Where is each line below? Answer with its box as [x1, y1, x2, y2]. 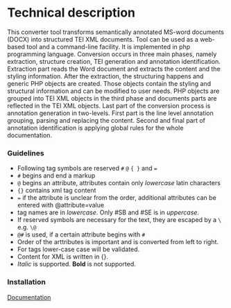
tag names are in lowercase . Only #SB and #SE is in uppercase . [17, 208, 200, 216]
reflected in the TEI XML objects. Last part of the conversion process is [7, 101, 211, 110]
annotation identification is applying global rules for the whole [7, 123, 184, 132]
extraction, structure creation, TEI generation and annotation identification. [7, 57, 221, 65]
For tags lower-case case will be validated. [17, 245, 140, 254]
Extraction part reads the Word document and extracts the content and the [7, 65, 221, 73]
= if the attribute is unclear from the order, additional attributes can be [17, 194, 216, 202]
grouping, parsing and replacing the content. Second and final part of [7, 116, 206, 124]
